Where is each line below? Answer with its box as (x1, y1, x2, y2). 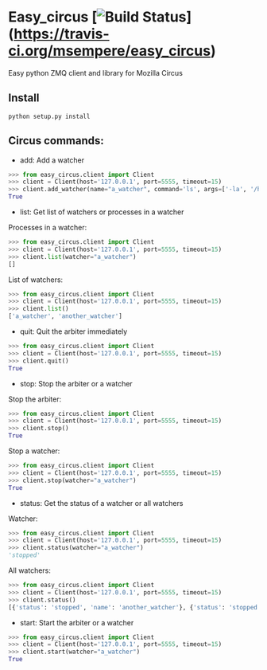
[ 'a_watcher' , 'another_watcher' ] (8, 312, 123, 320)
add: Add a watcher (19, 155, 85, 165)
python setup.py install (8, 112, 91, 120)
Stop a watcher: (8, 446, 60, 456)
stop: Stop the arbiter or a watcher (19, 378, 133, 388)
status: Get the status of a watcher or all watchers (19, 498, 184, 507)
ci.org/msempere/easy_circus (8, 42, 211, 60)
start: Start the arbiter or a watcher (19, 617, 134, 627)
